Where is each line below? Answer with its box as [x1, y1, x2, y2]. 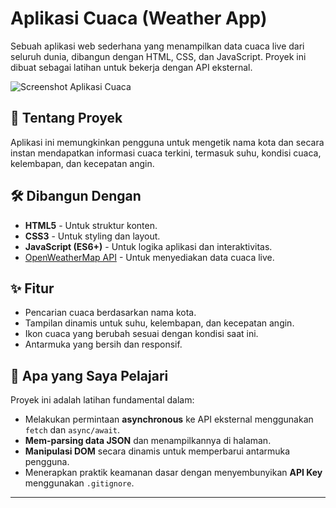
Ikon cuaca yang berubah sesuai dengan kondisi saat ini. [24, 328, 259, 340]
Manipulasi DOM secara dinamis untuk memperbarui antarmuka [24, 445, 291, 457]
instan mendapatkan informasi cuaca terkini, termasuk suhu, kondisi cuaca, [10, 147, 322, 159]
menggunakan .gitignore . [24, 477, 135, 489]
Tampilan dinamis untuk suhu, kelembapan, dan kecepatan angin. [24, 317, 295, 329]
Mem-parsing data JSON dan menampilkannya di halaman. [24, 435, 272, 447]
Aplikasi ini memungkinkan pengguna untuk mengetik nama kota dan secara [10, 136, 325, 148]
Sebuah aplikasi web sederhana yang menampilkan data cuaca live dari [10, 40, 305, 52]
